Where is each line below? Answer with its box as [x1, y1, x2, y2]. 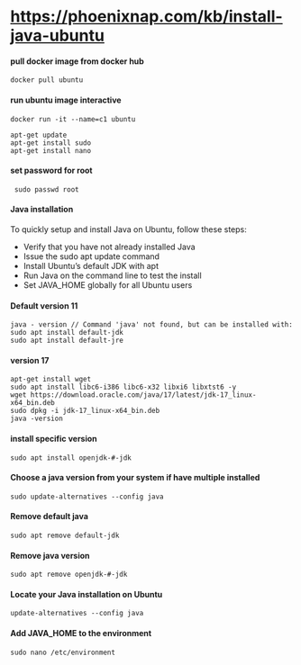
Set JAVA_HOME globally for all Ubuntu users [23, 280, 193, 290]
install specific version [10, 434, 97, 444]
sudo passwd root [14, 184, 79, 194]
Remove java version [10, 550, 90, 561]
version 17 [10, 355, 50, 365]
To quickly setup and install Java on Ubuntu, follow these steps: [10, 224, 247, 235]
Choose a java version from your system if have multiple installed [10, 472, 260, 483]
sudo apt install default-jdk [10, 328, 124, 337]
